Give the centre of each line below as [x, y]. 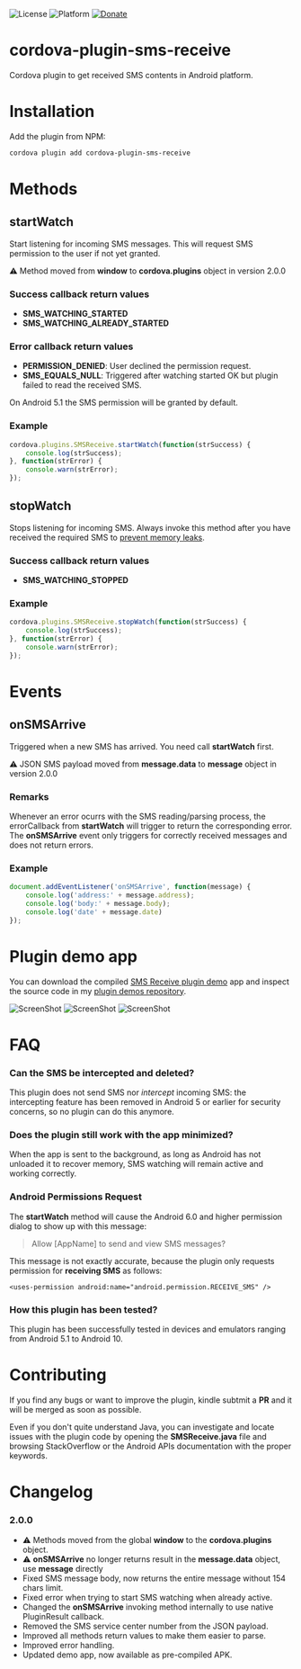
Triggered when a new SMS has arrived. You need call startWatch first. [142, 746]
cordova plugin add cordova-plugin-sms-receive [100, 153]
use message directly [62, 1568]
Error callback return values [71, 346]
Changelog [51, 1492]
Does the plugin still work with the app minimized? [121, 1135]
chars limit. [43, 1587]
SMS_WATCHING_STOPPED [75, 580]
